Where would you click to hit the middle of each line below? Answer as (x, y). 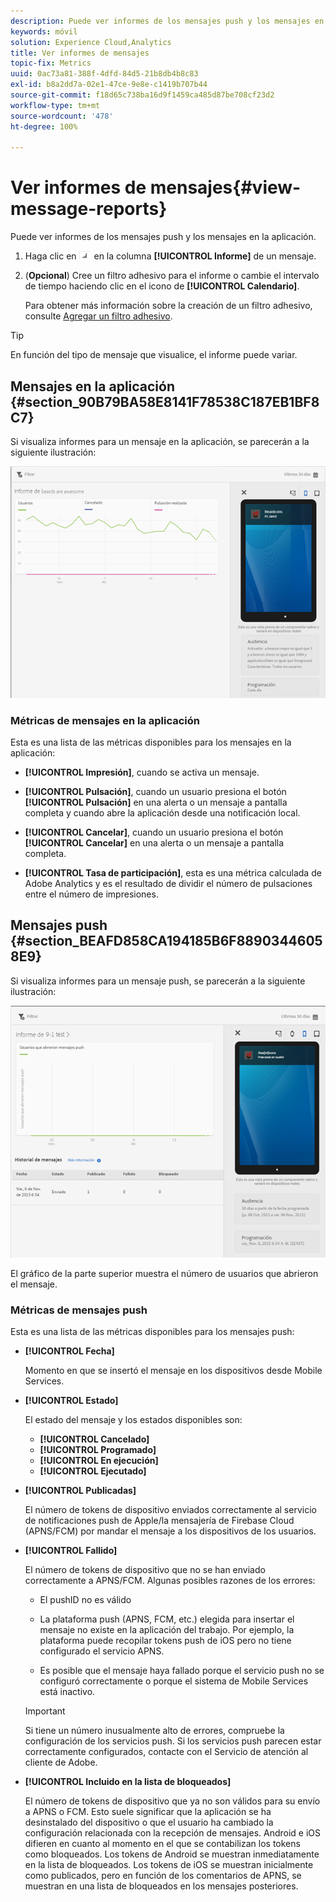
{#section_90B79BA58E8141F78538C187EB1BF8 (165, 401)
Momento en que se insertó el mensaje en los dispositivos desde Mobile (173, 1371)
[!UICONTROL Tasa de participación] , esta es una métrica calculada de (173, 872)
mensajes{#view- (225, 187)
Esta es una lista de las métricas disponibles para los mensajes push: (152, 1332)
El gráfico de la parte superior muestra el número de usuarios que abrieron (164, 1273)
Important (45, 1711)
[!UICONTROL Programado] (98, 1450)
